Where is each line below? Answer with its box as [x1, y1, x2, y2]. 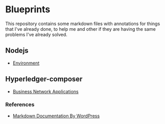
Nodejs [5, 46, 29, 55]
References [5, 101, 35, 108]
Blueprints [5, 4, 51, 15]
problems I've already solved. [5, 31, 67, 37]
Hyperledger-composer [5, 75, 83, 84]
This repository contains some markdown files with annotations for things [5, 20, 160, 27]
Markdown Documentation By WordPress [12, 113, 100, 119]
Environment [12, 60, 40, 66]
